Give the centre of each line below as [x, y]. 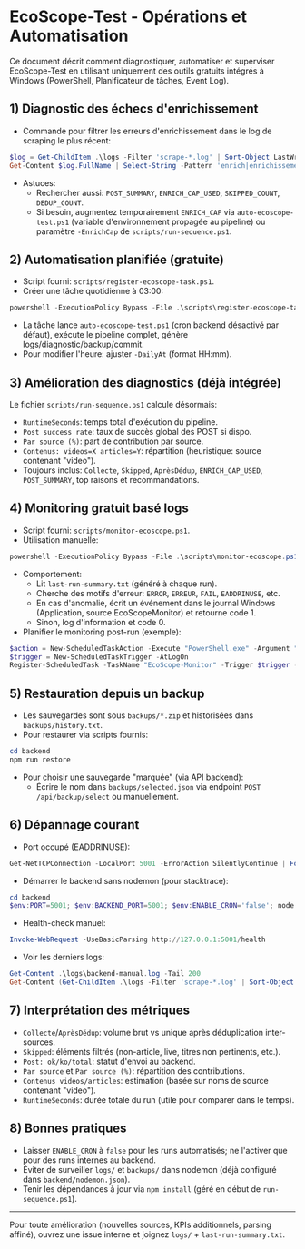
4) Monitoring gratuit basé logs [99, 509]
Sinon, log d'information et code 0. [101, 622]
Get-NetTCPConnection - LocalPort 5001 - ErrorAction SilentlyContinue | [148, 863]
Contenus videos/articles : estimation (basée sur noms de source [146, 1080]
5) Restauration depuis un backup [107, 693]
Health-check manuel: [64, 923]
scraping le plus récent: [67, 140]
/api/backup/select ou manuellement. [108, 796]
